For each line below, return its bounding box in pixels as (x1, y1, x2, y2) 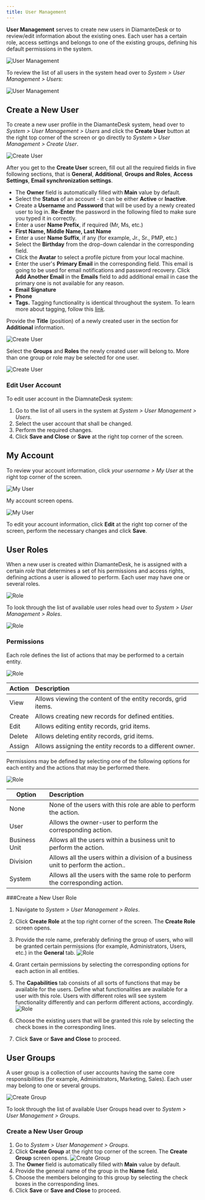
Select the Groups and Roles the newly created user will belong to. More (6, 347, 190, 355)
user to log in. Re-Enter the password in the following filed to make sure (15, 208, 196, 215)
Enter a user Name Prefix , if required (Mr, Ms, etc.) (15, 221, 143, 229)
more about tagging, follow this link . (15, 306, 106, 313)
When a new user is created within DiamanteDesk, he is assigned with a (6, 561, 187, 568)
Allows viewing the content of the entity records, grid (35, 694, 187, 703)
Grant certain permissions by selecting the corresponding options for (15, 961, 189, 968)
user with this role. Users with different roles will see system (15, 992, 167, 999)
